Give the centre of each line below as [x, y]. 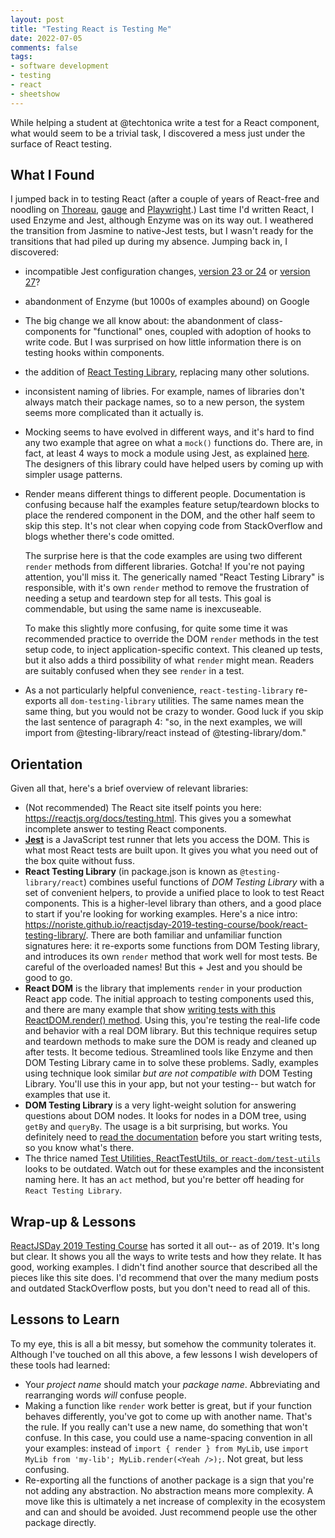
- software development [60, 66]
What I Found [52, 175]
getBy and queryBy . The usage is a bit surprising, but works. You [156, 1127]
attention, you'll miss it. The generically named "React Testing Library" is [174, 577]
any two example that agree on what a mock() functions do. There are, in [173, 443]
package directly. [60, 1522]
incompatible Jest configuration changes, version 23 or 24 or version [167, 272]
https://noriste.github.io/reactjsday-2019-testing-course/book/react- [166, 925]
